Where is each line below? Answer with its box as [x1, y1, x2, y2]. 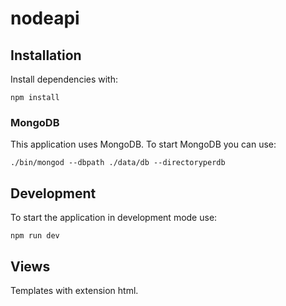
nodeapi [10, 7, 80, 30]
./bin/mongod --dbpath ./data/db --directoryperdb [10, 158, 226, 168]
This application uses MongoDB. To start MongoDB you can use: [10, 138, 277, 151]
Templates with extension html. [10, 284, 139, 296]
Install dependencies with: [10, 73, 119, 85]
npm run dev [10, 231, 60, 241]
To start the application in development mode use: [10, 212, 218, 224]
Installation [10, 47, 82, 64]
